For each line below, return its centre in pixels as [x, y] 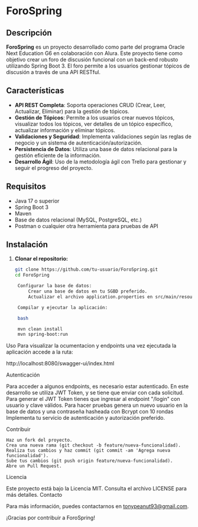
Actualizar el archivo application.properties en [90, 297]
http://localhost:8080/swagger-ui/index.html [60, 364]
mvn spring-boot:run [43, 335]
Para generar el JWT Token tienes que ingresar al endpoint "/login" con [93, 399]
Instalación [27, 245]
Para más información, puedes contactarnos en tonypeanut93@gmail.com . [98, 506]
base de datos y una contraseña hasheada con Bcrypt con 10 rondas [90, 412]
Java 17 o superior [37, 201]
